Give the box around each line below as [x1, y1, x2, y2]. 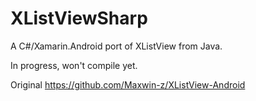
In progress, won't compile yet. [10, 59, 138, 71]
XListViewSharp [10, 7, 148, 30]
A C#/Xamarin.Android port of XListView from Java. [10, 40, 223, 52]
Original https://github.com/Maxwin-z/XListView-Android [10, 78, 246, 91]
